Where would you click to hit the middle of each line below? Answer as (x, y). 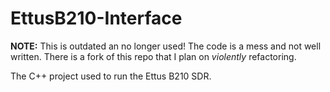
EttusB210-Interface (96, 18)
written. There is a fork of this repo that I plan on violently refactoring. (153, 56)
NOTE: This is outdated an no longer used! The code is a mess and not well (166, 46)
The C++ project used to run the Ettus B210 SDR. (111, 76)
